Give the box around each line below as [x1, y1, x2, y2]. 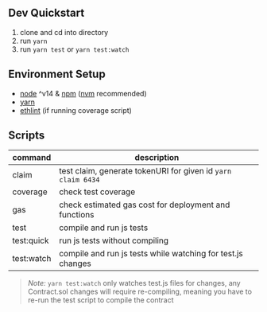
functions [59, 209, 95, 220]
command [12, 152, 52, 163]
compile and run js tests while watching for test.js [59, 248, 244, 259]
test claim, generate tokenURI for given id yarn [59, 166, 232, 177]
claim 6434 [59, 175, 100, 185]
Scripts [8, 129, 45, 142]
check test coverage [59, 186, 136, 197]
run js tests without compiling [59, 235, 169, 246]
